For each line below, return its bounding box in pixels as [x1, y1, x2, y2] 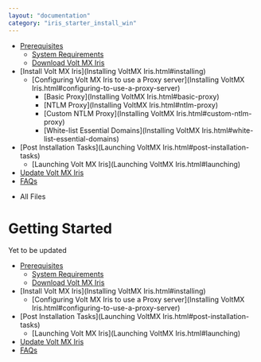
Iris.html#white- [201, 125, 254, 135]
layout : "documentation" [8, 11, 91, 20]
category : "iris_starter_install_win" [8, 19, 137, 27]
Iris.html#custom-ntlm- [176, 108, 252, 118]
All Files [19, 192, 46, 201]
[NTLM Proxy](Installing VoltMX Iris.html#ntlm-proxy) [43, 100, 219, 110]
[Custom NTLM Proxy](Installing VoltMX [43, 108, 175, 118]
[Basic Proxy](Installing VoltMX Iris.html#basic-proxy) [43, 91, 220, 101]
